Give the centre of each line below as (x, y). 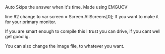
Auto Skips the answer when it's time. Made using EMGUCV (66, 7)
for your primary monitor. (31, 22)
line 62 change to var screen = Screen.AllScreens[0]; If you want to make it (82, 16)
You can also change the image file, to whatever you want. (65, 46)
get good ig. (18, 37)
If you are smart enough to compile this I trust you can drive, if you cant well (83, 31)
